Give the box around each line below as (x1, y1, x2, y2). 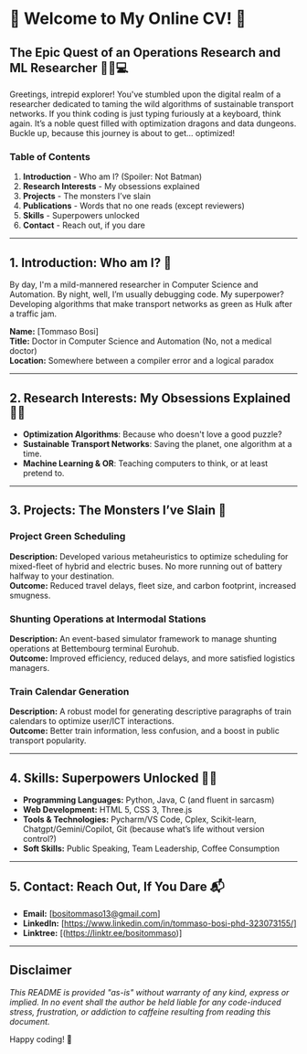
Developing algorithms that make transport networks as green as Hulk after (9, 299, 292, 310)
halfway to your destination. (9, 570, 114, 581)
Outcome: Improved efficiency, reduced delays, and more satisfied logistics (9, 653, 295, 664)
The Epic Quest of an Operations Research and (9, 45, 281, 60)
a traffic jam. (9, 308, 58, 319)
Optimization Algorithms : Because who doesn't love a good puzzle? (22, 429, 282, 440)
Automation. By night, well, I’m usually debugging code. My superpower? (9, 289, 285, 300)
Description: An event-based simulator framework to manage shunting (9, 633, 277, 644)
